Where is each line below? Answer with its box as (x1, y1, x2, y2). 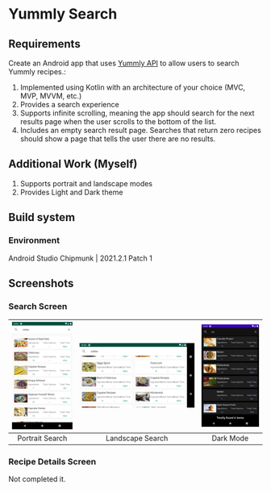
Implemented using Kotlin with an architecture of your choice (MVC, (19, 82, 246, 92)
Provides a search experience (19, 100, 119, 109)
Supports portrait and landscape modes (19, 178, 153, 188)
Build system (8, 211, 75, 224)
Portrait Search (17, 433, 68, 444)
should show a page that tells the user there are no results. (19, 134, 216, 144)
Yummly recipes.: (8, 67, 66, 77)
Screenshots (8, 276, 74, 290)
